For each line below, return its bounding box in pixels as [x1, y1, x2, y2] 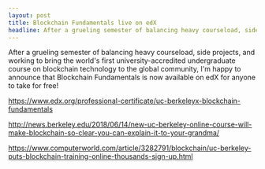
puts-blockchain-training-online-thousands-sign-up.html [8, 152, 193, 161]
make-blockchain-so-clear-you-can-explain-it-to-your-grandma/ [8, 128, 219, 138]
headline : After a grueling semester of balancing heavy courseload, [8, 26, 242, 34]
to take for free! [8, 81, 59, 90]
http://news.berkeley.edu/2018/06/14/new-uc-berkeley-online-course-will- [8, 119, 252, 130]
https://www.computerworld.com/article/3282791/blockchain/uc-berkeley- [8, 143, 252, 153]
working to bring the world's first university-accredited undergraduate [8, 56, 237, 65]
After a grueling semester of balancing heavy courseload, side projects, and [8, 48, 256, 57]
